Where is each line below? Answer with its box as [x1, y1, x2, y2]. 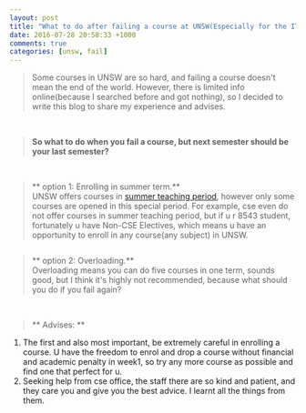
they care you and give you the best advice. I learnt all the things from [22, 386, 286, 397]
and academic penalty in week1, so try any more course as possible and [22, 357, 293, 368]
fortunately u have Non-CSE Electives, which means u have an [31, 220, 267, 231]
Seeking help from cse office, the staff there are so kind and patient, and [22, 376, 296, 387]
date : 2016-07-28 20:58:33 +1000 [9, 30, 137, 39]
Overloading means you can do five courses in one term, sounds [31, 265, 275, 276]
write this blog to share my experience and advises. [31, 101, 226, 112]
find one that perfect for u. [22, 366, 123, 378]
